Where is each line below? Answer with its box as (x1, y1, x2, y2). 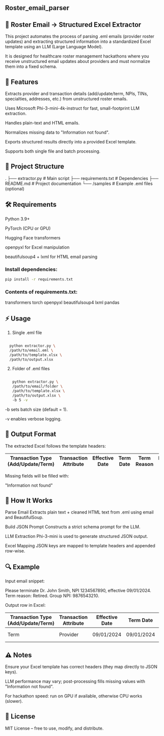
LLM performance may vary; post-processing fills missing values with (5, 678, 145, 684)
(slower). (5, 698, 23, 704)
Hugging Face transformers (5, 235, 61, 240)
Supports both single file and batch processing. (5, 148, 101, 154)
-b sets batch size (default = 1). (5, 406, 68, 412)
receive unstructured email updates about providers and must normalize (5, 59, 150, 64)
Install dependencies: (5, 266, 58, 273)
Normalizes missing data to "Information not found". (5, 129, 110, 136)
